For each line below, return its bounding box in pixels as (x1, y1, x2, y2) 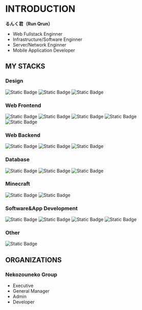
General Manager (12, 288, 50, 294)
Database (5, 156, 30, 163)
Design (5, 77, 23, 84)
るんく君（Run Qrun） (5, 20, 53, 27)
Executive (12, 282, 34, 289)
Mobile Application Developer (12, 47, 75, 53)
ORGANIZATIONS (5, 255, 62, 264)
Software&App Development (5, 205, 78, 212)
